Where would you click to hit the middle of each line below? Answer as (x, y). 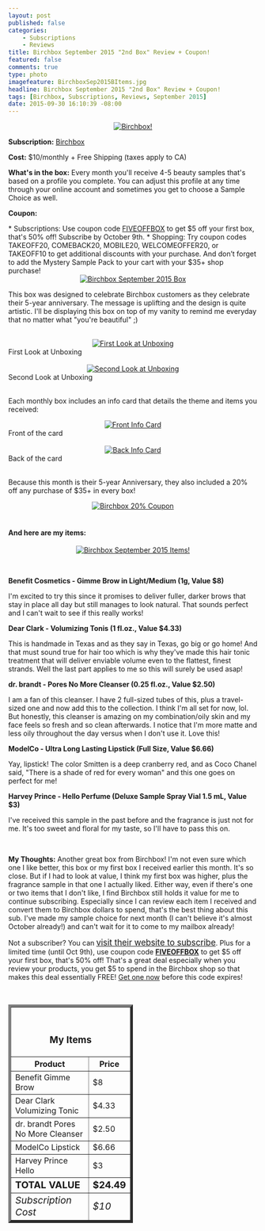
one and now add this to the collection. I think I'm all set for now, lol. (138, 708)
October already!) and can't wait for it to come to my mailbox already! (121, 927)
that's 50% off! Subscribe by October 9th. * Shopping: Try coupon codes (127, 237)
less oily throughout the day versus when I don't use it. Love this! (114, 733)
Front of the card (36, 434)
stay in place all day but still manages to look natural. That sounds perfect (129, 605)
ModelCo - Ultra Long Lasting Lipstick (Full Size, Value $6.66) (111, 749)
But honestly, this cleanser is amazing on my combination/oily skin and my (129, 717)
